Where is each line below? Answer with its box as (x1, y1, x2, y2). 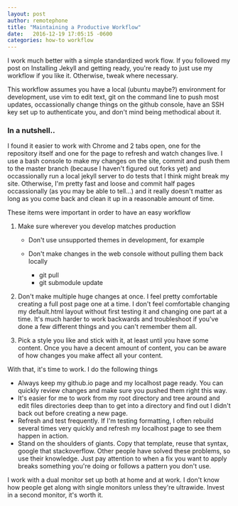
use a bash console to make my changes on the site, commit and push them (7, 157, 230, 166)
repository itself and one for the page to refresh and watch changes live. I (7, 149, 223, 158)
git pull (38, 271, 59, 279)
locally (28, 257, 48, 266)
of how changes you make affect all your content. (17, 351, 163, 360)
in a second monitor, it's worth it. (7, 491, 104, 500)
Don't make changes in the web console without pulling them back (28, 249, 224, 258)
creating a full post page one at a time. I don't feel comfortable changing (17, 300, 230, 308)
